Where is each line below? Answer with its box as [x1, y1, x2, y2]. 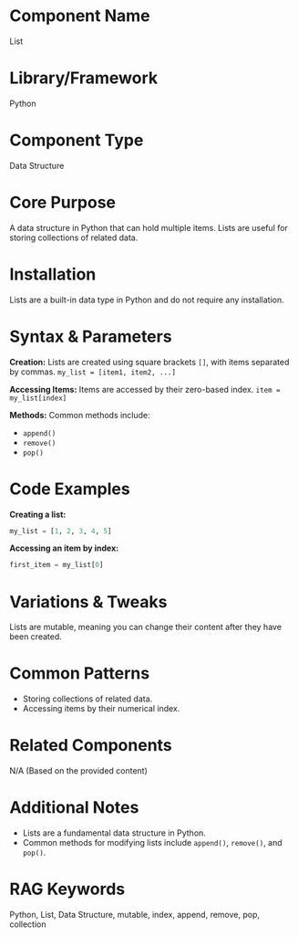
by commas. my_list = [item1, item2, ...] [9, 366, 176, 377]
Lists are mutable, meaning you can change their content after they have [9, 622, 283, 633]
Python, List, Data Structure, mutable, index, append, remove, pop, [9, 910, 261, 920]
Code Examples [9, 479, 130, 499]
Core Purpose [9, 193, 117, 213]
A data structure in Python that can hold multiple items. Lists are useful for [9, 222, 289, 233]
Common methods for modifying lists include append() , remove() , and [22, 837, 283, 848]
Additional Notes [9, 797, 139, 818]
